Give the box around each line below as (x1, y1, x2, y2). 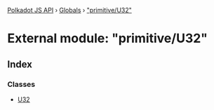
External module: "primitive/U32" (7, 31, 208, 46)
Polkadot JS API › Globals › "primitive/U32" (7, 6, 132, 14)
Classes (7, 79, 36, 89)
